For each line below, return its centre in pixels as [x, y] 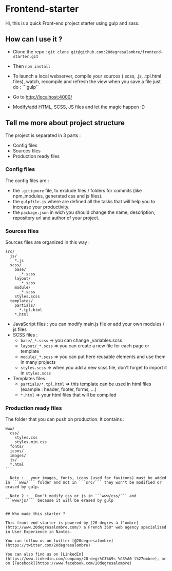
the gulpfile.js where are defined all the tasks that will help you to [84, 201]
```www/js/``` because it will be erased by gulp [60, 501]
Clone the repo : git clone [41, 51]
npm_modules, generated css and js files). [58, 196]
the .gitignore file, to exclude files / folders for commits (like [77, 190]
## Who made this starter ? [35, 514]
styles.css [26, 438]
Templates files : [30, 379]
